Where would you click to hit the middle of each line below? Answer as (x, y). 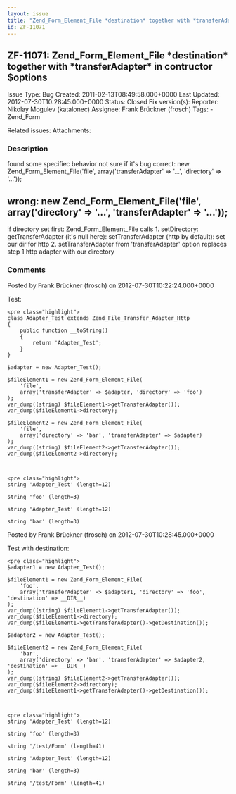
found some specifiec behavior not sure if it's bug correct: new (98, 164)
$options (27, 77)
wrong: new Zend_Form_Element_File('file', (104, 201)
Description (28, 149)
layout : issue (28, 14)
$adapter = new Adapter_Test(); (54, 367)
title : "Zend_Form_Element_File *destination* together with (99, 20)
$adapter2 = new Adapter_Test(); (56, 635)
